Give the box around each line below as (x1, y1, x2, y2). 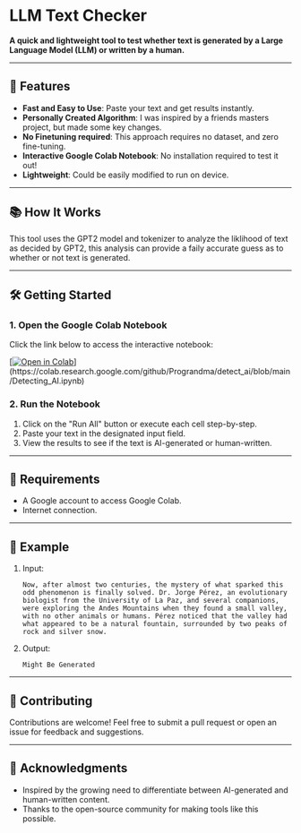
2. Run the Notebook (9, 398, 100, 410)
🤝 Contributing (9, 693, 93, 708)
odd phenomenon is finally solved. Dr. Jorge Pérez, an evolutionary (21, 588, 288, 597)
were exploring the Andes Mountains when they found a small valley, (21, 604, 288, 614)
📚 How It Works (9, 205, 101, 220)
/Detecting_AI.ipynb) (9, 375, 85, 386)
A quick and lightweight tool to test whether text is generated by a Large (9, 35, 284, 46)
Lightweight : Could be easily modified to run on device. (21, 169, 229, 180)
